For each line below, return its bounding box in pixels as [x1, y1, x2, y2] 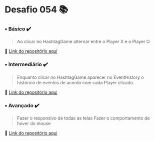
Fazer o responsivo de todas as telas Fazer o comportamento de [16, 115, 150, 121]
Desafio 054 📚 [4, 4, 68, 15]
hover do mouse [16, 121, 51, 127]
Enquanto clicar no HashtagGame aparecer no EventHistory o [16, 74, 144, 80]
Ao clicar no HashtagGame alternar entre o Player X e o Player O [16, 38, 150, 45]
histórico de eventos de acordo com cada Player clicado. [16, 79, 134, 85]
